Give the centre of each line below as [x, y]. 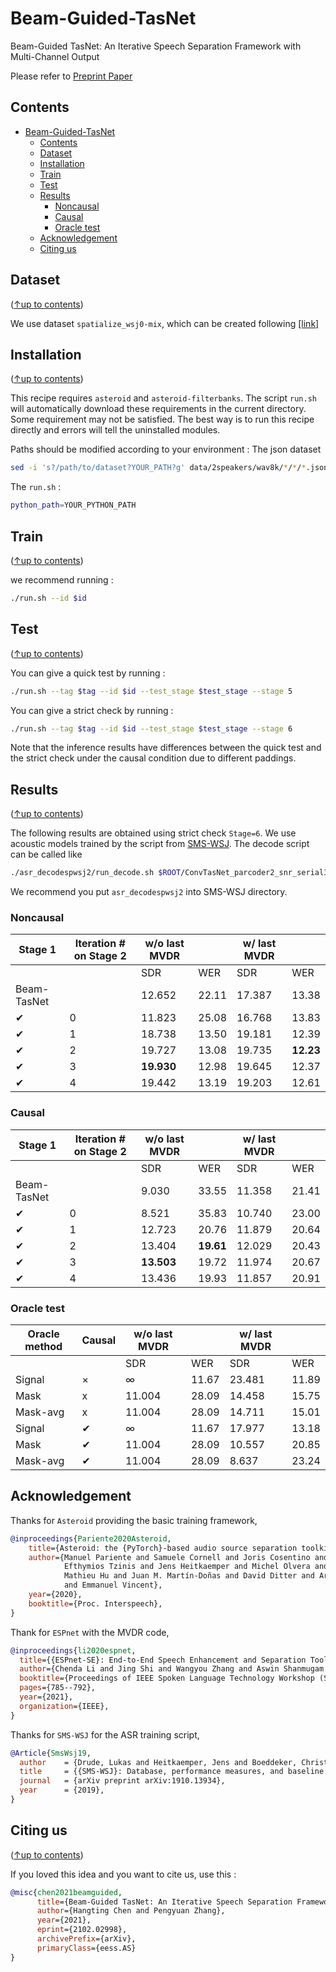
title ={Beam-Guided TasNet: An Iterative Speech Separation [164, 1902]
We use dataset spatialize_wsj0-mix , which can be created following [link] [165, 323]
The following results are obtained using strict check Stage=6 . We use [153, 833]
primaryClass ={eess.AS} [86, 1948]
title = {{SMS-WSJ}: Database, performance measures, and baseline [172, 1772]
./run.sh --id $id [48, 598]
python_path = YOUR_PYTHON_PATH [73, 505]
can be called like [46, 854]
